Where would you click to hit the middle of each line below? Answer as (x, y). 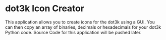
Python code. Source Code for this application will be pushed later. (73, 32)
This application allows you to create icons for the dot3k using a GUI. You (80, 22)
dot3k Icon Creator (45, 9)
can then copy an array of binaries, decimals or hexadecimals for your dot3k (83, 27)
